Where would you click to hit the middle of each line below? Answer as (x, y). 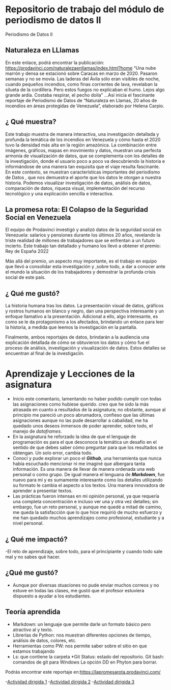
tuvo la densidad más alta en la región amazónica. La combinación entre (81, 145)
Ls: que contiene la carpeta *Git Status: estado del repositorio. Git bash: (88, 656)
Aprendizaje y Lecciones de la (70, 374)
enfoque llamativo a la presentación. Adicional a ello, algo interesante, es (82, 317)
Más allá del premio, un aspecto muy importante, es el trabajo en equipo (81, 261)
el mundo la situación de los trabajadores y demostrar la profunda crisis (81, 272)
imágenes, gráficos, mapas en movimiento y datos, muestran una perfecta (83, 150)
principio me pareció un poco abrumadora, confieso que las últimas (83, 415)
